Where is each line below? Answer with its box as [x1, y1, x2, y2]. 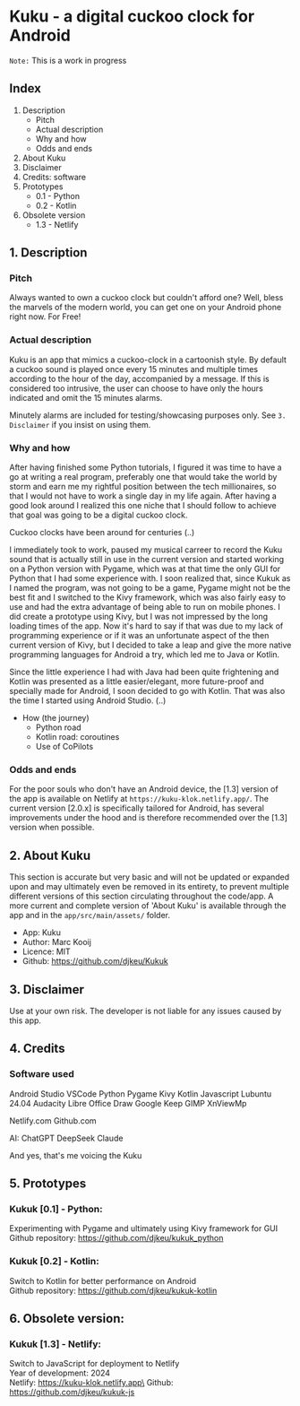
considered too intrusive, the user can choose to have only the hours [9, 383, 264, 394]
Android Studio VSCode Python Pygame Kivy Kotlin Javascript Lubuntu [9, 1088, 271, 1099]
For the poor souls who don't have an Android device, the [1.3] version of [9, 784, 279, 794]
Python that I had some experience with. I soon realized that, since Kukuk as [9, 573, 291, 584]
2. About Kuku [9, 847, 91, 863]
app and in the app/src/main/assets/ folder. [9, 910, 171, 921]
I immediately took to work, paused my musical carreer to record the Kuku [9, 544, 283, 555]
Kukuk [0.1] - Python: [9, 1202, 103, 1215]
